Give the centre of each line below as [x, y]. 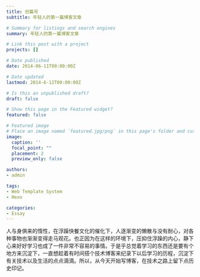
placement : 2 [28, 153]
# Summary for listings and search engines [61, 28]
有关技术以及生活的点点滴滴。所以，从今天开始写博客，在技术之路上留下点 [97, 261]
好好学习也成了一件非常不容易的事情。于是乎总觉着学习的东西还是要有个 [105, 246]
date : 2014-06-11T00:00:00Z [41, 66]
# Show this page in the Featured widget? [60, 110]
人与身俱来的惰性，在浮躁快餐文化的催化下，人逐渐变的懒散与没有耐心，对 [97, 231]
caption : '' [26, 142]
